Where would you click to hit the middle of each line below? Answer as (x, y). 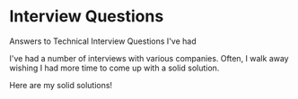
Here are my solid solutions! (61, 85)
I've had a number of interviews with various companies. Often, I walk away (149, 58)
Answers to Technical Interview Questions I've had (103, 41)
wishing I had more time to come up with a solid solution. (114, 68)
